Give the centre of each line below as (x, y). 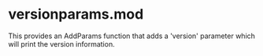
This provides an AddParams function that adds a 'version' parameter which (132, 36)
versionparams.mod (76, 14)
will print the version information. (62, 44)
